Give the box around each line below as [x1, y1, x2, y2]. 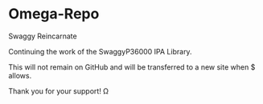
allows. [8, 70, 32, 80]
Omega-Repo [8, 5, 100, 23]
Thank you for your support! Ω [8, 86, 109, 96]
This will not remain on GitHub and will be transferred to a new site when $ [8, 62, 256, 72]
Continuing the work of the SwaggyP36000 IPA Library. [8, 46, 192, 56]
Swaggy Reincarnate [8, 31, 78, 41]
